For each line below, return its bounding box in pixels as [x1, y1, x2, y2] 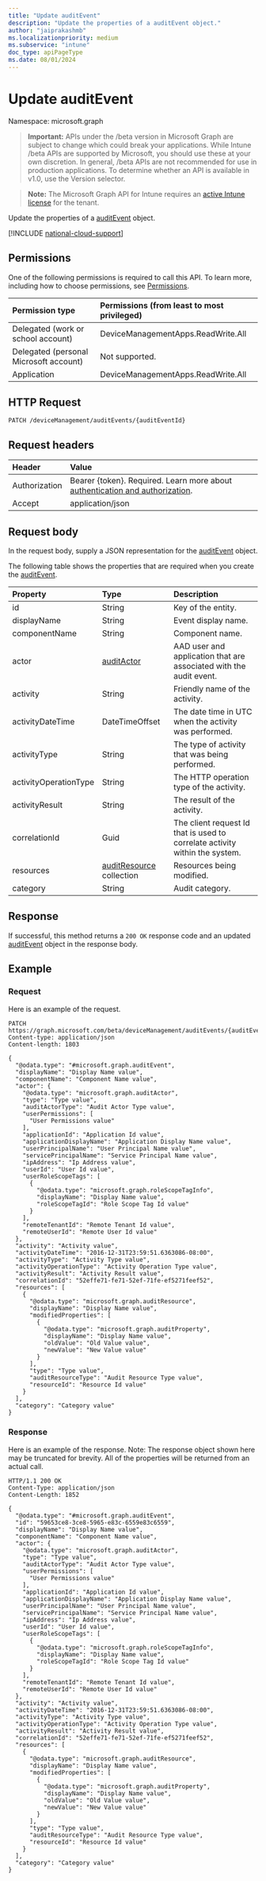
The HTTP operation [173, 771, 249, 783]
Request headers [8, 438, 95, 452]
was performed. [173, 726, 233, 737]
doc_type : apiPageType [8, 48, 83, 56]
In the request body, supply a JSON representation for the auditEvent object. [8, 546, 258, 556]
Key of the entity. [173, 602, 237, 614]
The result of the [173, 794, 235, 806]
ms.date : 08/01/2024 [8, 56, 77, 64]
